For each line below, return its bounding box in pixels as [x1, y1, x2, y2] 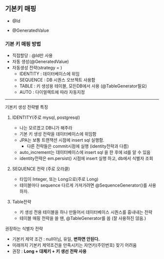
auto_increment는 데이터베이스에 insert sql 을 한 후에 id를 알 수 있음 [19, 150, 151, 155]
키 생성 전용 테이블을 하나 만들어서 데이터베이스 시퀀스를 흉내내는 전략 [19, 209, 153, 215]
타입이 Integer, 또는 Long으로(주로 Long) [19, 176, 99, 182]
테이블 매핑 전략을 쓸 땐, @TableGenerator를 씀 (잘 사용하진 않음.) [19, 216, 146, 221]
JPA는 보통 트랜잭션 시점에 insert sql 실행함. [19, 137, 104, 143]
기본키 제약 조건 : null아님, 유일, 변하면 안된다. [12, 236, 100, 242]
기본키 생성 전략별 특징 [5, 104, 48, 110]
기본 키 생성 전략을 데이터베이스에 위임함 [19, 131, 97, 137]
